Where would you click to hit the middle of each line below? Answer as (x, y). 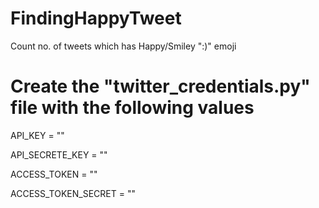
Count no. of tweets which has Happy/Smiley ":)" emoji (123, 46)
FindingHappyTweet (96, 18)
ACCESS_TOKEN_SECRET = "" (73, 193)
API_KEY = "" (37, 135)
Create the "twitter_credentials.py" (160, 86)
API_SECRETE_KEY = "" (59, 154)
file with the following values (132, 108)
